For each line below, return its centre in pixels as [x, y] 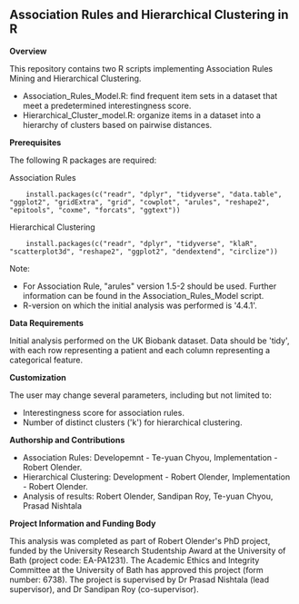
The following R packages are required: [83, 160]
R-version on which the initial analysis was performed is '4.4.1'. [140, 305]
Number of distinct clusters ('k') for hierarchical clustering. [132, 422]
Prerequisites [35, 142]
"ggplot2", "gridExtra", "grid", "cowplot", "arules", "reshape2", [140, 202]
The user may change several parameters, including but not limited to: [141, 395]
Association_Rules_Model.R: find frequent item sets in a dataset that [150, 95]
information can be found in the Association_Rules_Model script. [143, 295]
